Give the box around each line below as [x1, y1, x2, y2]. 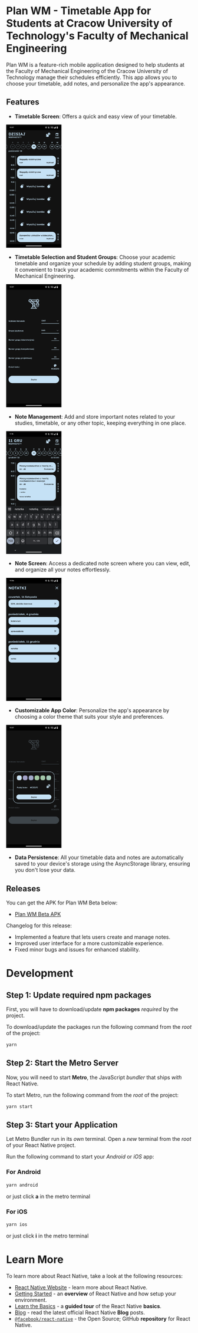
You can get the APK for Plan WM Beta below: [6, 899, 118, 906]
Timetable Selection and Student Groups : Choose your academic [14, 254, 176, 261]
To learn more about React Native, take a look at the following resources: [6, 1272, 183, 1279]
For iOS [6, 1207, 28, 1216]
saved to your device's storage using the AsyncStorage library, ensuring [14, 860, 190, 867]
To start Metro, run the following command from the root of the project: [6, 1091, 179, 1098]
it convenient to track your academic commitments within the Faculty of [14, 266, 189, 273]
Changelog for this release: [6, 922, 72, 929]
